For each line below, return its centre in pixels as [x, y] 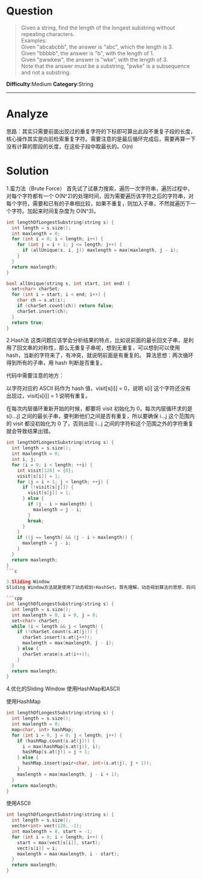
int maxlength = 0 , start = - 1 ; [52, 832]
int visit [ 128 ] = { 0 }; [45, 470]
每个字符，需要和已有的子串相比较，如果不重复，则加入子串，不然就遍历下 [98, 203]
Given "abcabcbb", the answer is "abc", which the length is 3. [97, 47]
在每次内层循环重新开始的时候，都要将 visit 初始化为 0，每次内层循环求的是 [99, 409]
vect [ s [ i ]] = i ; [38, 848]
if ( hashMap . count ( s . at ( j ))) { [56, 741]
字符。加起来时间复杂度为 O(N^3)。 [55, 211]
